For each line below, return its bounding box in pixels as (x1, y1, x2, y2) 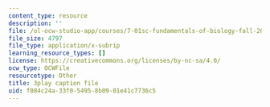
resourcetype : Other (8, 72, 78, 80)
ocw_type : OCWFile (8, 64, 70, 72)
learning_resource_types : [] (8, 49, 106, 57)
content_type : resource (8, 11, 88, 20)
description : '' (8, 19, 63, 27)
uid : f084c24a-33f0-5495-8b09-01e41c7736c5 (8, 86, 157, 95)
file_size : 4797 (8, 34, 63, 43)
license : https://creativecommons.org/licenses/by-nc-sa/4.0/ (8, 57, 221, 65)
